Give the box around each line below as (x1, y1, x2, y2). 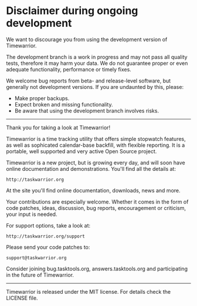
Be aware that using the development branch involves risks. (14, 107, 159, 114)
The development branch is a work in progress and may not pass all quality (6, 53, 188, 60)
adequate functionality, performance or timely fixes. (6, 66, 132, 73)
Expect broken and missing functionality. (14, 101, 113, 108)
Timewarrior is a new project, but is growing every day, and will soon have (6, 159, 186, 166)
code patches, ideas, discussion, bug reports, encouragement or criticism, (6, 204, 186, 211)
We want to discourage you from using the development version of (6, 36, 168, 43)
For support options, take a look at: (6, 222, 91, 229)
